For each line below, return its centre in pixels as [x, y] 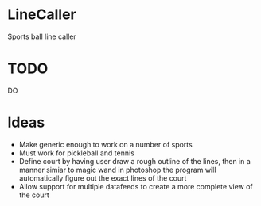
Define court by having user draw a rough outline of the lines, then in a [135, 161]
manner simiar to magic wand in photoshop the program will [117, 170]
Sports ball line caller [42, 36]
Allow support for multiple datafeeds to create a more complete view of [136, 186]
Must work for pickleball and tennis [76, 153]
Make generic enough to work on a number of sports [105, 144]
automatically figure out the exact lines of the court [103, 178]
